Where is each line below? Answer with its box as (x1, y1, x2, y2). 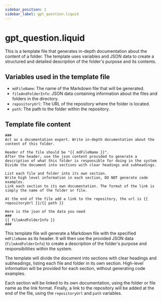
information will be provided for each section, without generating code (5, 266, 146, 271)
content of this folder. (5, 141, 55, 147)
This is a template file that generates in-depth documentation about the (5, 48, 147, 54)
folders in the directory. (12, 96, 59, 102)
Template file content (5, 120, 71, 128)
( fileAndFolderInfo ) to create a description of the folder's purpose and (5, 241, 147, 247)
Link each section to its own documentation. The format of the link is (5, 184, 155, 189)
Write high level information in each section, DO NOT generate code (5, 175, 148, 181)
